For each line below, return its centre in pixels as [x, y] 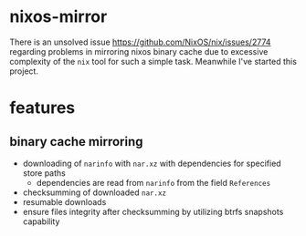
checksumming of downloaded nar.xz [95, 192]
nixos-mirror [58, 17]
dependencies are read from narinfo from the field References [153, 182]
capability [41, 221]
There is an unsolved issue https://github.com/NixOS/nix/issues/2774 [140, 42]
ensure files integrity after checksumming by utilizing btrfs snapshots [153, 211]
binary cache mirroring [76, 142]
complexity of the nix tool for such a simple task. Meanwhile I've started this [153, 61]
